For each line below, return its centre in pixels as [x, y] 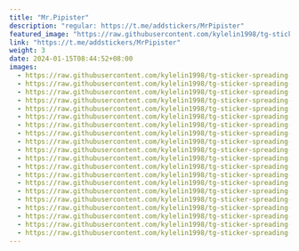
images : [24, 68]
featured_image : [39, 34]
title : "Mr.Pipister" [49, 17]
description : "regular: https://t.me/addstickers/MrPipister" [127, 26]
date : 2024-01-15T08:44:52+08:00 [71, 59]
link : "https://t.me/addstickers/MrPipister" [95, 42]
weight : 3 [28, 51]
